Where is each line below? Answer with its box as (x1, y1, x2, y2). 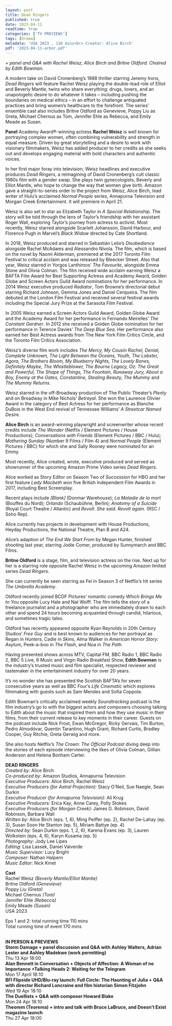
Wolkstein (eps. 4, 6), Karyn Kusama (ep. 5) (5, 832, 97, 838)
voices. (5, 156, 20, 162)
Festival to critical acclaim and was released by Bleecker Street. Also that (5, 256, 160, 262)
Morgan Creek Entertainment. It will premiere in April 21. (5, 198, 123, 204)
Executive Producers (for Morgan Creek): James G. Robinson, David (5, 805, 149, 811)
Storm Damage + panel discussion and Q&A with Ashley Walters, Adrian (5, 944, 162, 950)
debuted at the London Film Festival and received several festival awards (5, 294, 159, 300)
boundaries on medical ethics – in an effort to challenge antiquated (5, 97, 146, 103)
